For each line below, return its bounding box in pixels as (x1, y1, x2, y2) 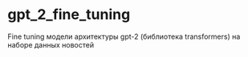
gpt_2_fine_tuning (7, 6, 131, 24)
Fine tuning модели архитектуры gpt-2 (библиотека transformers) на (7, 32, 241, 41)
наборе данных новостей (7, 40, 94, 49)
